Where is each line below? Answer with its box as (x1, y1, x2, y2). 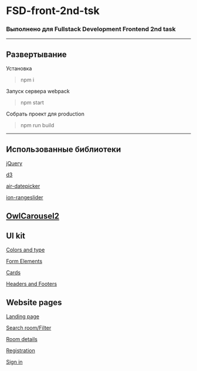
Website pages (6, 297, 63, 307)
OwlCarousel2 (6, 211, 60, 221)
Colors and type (6, 246, 45, 253)
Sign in (6, 359, 23, 366)
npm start (20, 99, 44, 106)
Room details (6, 336, 38, 343)
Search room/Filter (6, 324, 52, 332)
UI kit (6, 230, 25, 241)
